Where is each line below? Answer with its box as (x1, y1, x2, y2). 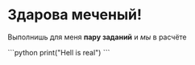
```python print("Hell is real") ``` (7, 47, 110, 57)
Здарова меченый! (7, 6, 143, 24)
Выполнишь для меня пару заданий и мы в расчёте (7, 32, 187, 42)
